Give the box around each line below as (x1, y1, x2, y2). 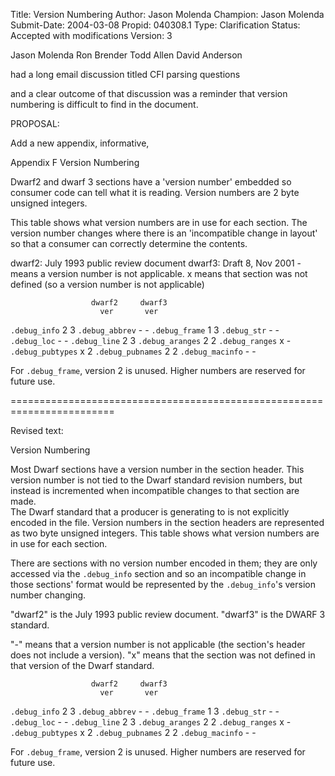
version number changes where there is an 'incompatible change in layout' (10, 227, 318, 239)
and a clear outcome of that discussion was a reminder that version (10, 88, 288, 99)
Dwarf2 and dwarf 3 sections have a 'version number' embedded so (10, 176, 292, 188)
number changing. (10, 589, 87, 601)
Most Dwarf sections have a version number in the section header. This (10, 464, 305, 475)
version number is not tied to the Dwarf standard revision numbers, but (10, 474, 303, 486)
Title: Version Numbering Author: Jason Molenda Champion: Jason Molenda (10, 9, 325, 20)
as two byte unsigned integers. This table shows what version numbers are (10, 527, 320, 539)
